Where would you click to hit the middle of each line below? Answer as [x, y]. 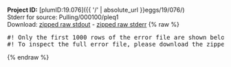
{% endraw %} [28, 57]
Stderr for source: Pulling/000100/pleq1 [63, 17]
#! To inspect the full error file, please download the [105, 44]
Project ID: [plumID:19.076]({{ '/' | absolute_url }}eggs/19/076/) [96, 10]
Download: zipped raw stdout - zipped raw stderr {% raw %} [93, 24]
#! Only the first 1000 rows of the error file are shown [107, 37]
